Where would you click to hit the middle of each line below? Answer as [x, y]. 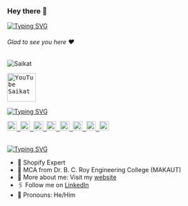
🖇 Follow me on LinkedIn [53, 185]
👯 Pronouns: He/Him [46, 195]
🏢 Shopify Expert [41, 162]
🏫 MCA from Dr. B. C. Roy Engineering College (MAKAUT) [99, 169]
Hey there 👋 [27, 11]
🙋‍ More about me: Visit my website [67, 177]
